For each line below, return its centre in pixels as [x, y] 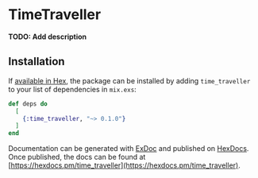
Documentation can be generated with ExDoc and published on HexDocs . [129, 149]
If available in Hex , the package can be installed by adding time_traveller [129, 80]
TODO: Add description [48, 37]
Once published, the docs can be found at [77, 157]
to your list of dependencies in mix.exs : [72, 89]
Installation [37, 62]
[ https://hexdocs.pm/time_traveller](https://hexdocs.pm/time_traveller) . [124, 165]
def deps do [28, 104]
